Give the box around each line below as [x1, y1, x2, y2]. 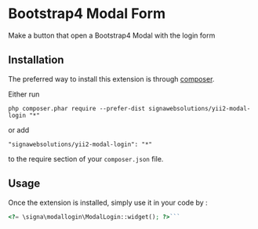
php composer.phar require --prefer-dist [8, 104, 146, 112]
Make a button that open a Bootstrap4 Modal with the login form [8, 31, 216, 40]
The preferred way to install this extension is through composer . [8, 74, 215, 83]
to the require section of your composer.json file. [8, 154, 164, 163]
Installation [8, 53, 64, 67]
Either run [8, 89, 40, 99]
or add [8, 125, 30, 134]
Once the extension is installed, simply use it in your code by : [8, 198, 208, 207]
